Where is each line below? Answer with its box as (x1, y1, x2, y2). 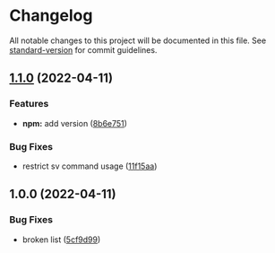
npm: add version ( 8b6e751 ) (21, 118, 128, 128)
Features (9, 98, 49, 110)
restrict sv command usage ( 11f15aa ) (21, 161, 158, 171)
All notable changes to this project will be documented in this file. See (9, 35, 267, 46)
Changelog (9, 5, 93, 26)
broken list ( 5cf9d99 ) (21, 234, 101, 245)
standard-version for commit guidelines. (9, 44, 158, 55)
